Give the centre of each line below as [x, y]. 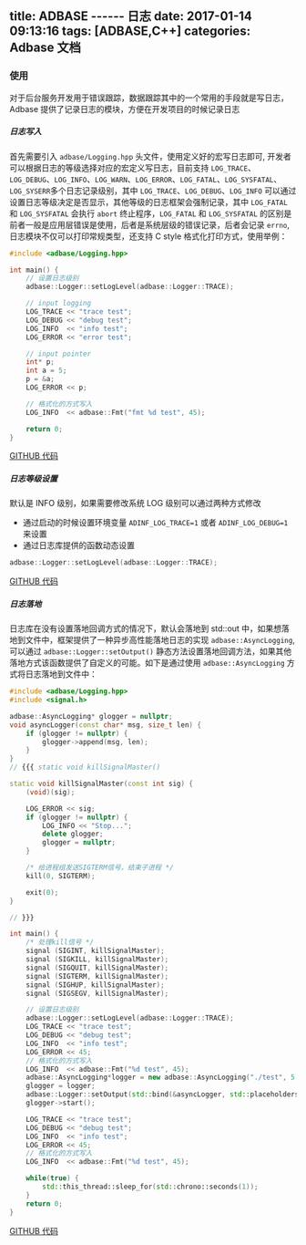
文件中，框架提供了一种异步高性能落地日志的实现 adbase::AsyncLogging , [160, 640]
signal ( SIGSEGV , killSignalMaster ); [97, 993]
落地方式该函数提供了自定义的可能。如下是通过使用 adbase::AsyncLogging [147, 663]
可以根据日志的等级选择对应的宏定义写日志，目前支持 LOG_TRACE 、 [133, 168]
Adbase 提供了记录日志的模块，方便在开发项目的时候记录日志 [125, 109]
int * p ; [40, 362]
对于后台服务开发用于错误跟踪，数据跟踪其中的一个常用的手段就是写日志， [149, 98]
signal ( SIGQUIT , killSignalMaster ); [97, 968]
